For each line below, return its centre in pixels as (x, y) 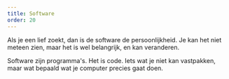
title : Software (31, 14)
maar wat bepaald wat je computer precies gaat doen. (85, 68)
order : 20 (22, 20)
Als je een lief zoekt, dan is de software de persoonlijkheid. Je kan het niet (114, 39)
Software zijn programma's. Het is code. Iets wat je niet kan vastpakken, (111, 60)
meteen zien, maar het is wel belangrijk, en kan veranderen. (93, 47)
